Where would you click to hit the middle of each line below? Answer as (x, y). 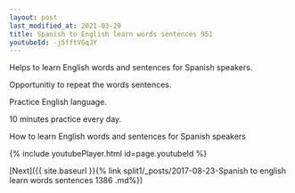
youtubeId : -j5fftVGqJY (53, 42)
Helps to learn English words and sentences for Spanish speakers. (131, 68)
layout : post (33, 17)
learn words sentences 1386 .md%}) (76, 181)
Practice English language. (58, 102)
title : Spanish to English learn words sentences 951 (111, 34)
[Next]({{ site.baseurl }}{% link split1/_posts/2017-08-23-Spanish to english (148, 171)
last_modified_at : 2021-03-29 (66, 26)
